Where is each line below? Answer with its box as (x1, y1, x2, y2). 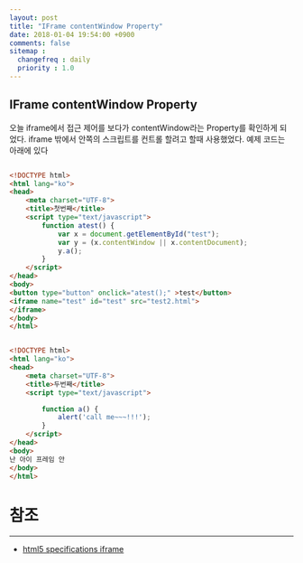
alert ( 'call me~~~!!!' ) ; (57, 413, 151, 422)
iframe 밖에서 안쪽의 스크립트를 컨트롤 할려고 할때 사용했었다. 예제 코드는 (28, 133, 286, 145)
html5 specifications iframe (22, 544, 124, 555)
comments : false (9, 38, 70, 48)
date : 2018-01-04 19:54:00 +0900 (9, 30, 135, 39)
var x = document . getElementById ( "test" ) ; (57, 230, 220, 239)
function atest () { (41, 221, 115, 230)
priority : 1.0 (17, 64, 75, 73)
